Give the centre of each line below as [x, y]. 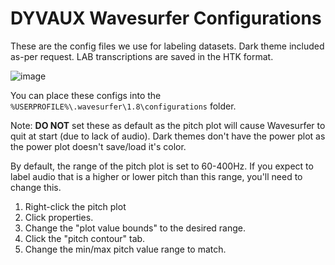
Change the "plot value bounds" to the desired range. [135, 228]
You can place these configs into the [86, 95]
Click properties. [59, 217]
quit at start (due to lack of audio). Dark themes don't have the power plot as [168, 136]
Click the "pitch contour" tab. [85, 238]
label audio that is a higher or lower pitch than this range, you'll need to [156, 176]
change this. [36, 187]
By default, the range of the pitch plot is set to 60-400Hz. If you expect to [162, 166]
